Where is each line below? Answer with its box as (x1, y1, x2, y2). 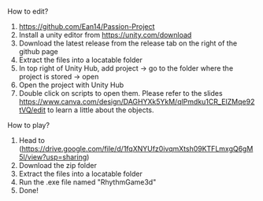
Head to (18, 136, 45, 144)
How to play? (7, 121, 50, 130)
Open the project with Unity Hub (18, 80, 124, 90)
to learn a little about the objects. (47, 105, 154, 115)
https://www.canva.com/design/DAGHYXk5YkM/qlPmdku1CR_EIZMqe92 (18, 97, 255, 106)
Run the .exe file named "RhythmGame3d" (18, 177, 157, 187)
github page (18, 47, 58, 56)
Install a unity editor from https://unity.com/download (18, 31, 192, 39)
